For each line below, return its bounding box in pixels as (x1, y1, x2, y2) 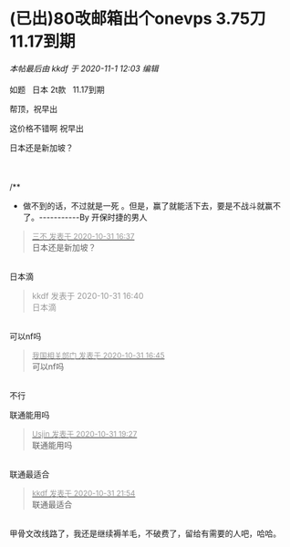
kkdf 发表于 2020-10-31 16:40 (31, 290, 144, 301)
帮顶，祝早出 (9, 103, 57, 114)
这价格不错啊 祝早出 (9, 122, 84, 133)
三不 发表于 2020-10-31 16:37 (31, 231, 135, 242)
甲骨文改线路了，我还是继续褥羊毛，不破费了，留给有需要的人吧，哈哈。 (9, 528, 281, 539)
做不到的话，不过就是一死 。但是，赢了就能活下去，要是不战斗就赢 (22, 200, 274, 211)
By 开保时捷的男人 (78, 212, 148, 222)
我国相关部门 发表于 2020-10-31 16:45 (31, 350, 165, 360)
